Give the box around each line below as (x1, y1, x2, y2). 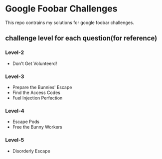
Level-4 (5, 107, 25, 114)
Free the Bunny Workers (12, 124, 62, 130)
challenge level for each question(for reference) (5, 34, 158, 42)
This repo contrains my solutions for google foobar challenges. (5, 19, 135, 25)
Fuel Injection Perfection (12, 94, 63, 100)
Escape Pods (12, 118, 40, 125)
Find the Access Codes (12, 89, 61, 95)
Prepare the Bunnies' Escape (12, 84, 72, 90)
